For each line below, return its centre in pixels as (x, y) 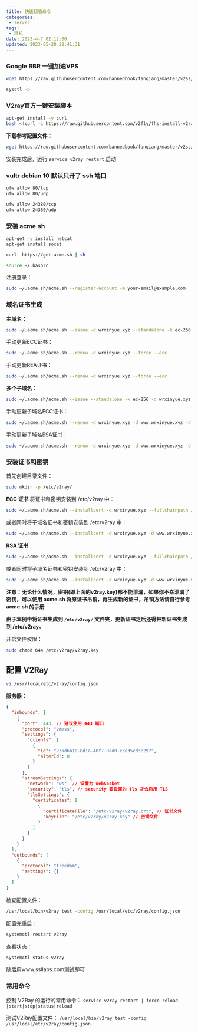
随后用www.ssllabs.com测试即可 (46, 969)
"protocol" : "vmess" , (48, 729)
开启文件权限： (24, 639)
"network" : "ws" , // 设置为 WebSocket (73, 784)
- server (19, 22)
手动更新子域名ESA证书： (37, 435)
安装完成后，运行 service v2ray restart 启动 (61, 159)
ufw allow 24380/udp (32, 210)
